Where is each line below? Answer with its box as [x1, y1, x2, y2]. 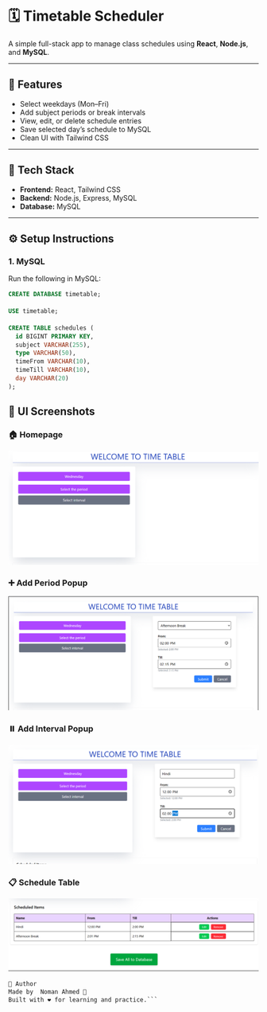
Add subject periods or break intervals [19, 107, 145, 117]
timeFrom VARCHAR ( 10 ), [15, 358, 91, 365]
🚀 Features [8, 78, 63, 92]
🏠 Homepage [8, 429, 64, 440]
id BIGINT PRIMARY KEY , [15, 332, 94, 340]
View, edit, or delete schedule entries [19, 115, 141, 125]
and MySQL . [8, 47, 50, 57]
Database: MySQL [19, 201, 81, 211]
